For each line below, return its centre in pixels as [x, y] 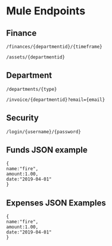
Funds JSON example [47, 150]
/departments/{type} [32, 89]
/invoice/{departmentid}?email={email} [56, 100]
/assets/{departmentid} [36, 57]
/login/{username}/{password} [44, 132]
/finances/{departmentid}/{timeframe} [54, 47]
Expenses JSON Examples [56, 203]
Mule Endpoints [46, 11]
